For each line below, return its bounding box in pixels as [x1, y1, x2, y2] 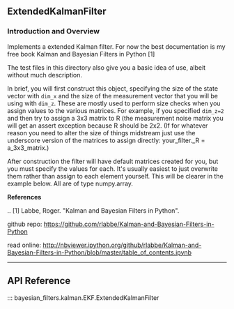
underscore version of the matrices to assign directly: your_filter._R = [7, 136, 205, 144]
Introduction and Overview [7, 27, 100, 36]
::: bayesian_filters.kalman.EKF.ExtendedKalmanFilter [7, 293, 159, 302]
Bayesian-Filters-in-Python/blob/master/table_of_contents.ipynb [7, 248, 192, 257]
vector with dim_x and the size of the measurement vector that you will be [7, 91, 218, 100]
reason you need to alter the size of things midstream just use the [7, 128, 196, 137]
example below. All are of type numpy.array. [7, 179, 134, 188]
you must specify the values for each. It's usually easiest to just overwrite [7, 164, 218, 173]
